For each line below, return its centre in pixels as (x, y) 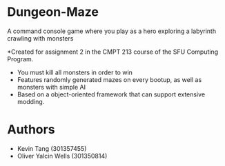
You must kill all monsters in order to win (75, 72)
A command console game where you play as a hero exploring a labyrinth (111, 31)
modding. (31, 101)
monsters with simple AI (51, 87)
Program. (20, 59)
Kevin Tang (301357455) (52, 148)
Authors (31, 130)
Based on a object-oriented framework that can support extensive (111, 94)
